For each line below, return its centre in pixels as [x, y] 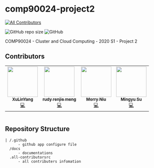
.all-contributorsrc [30, 157]
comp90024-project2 [50, 9]
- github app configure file [47, 144]
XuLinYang [23, 99]
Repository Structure [38, 129]
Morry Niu [96, 99]
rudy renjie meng [60, 99]
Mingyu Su [131, 99]
